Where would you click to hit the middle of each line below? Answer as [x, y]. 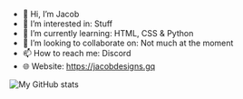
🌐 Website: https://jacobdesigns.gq [89, 66]
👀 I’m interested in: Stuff [68, 24]
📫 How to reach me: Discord [77, 53]
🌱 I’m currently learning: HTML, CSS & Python [108, 33]
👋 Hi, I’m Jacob [51, 14]
